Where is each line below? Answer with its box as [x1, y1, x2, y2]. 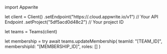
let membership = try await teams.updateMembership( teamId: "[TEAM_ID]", [5, 38, 162, 44]
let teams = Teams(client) [5, 29, 58, 34]
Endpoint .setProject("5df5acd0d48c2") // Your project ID [5, 19, 124, 25]
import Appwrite [5, 4, 39, 10]
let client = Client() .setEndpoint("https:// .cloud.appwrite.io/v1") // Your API [5, 14, 158, 19]
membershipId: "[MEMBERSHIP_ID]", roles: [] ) [5, 44, 101, 49]
